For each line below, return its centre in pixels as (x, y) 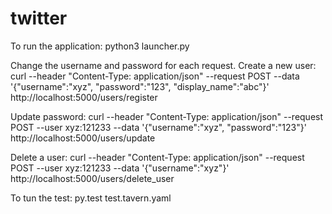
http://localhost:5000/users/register (84, 97)
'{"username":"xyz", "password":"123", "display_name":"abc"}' (140, 86)
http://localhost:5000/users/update (83, 138)
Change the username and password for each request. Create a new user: (163, 65)
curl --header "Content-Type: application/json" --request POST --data (155, 76)
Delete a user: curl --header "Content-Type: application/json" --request (157, 157)
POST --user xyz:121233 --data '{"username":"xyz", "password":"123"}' (158, 127)
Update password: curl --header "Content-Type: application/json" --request (167, 116)
